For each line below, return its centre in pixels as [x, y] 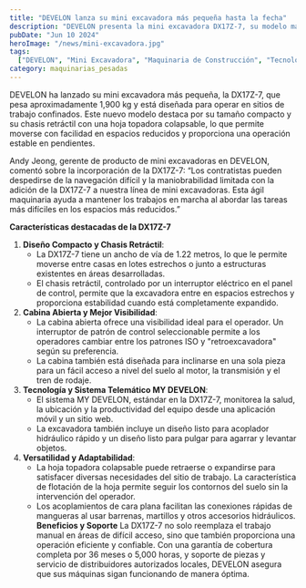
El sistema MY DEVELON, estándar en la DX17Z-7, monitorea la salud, [166, 399]
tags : [20, 52]
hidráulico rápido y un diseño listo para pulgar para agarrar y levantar [166, 438]
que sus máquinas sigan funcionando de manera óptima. [143, 573]
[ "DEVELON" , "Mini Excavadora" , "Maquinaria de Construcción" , [140, 60]
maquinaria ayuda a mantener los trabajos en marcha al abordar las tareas [149, 199]
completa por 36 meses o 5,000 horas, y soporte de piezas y [151, 554]
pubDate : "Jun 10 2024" [55, 35]
